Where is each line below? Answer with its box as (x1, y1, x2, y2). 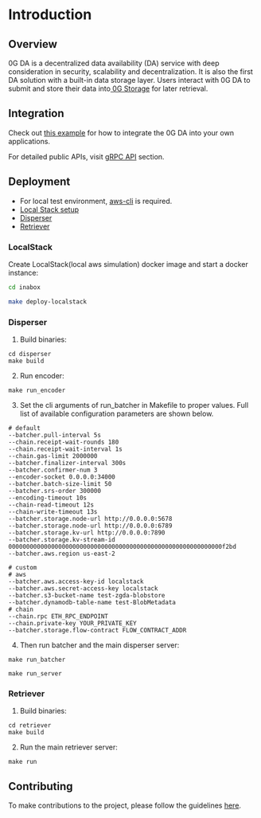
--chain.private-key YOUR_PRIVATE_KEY (8, 619, 137, 627)
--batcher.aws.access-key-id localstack (8, 577, 145, 585)
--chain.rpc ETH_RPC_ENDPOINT (8, 612, 109, 620)
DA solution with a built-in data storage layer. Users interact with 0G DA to (8, 76, 251, 84)
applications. (8, 136, 50, 146)
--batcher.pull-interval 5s (8, 431, 102, 439)
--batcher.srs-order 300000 (8, 487, 102, 495)
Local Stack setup (19, 205, 80, 214)
